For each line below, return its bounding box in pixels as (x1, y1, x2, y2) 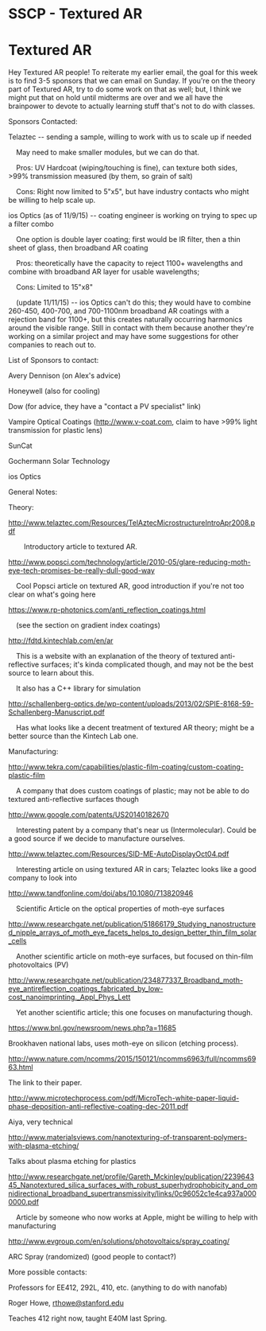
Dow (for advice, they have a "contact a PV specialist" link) (8, 402, 201, 411)
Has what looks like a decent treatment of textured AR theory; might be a (15, 723, 255, 733)
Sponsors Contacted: (8, 117, 78, 126)
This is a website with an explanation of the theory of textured (15, 652, 218, 661)
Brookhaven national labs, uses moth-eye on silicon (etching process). (8, 1039, 239, 1049)
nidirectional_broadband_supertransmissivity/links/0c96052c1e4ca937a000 (8, 1189, 256, 1198)
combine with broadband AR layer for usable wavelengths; (8, 267, 200, 277)
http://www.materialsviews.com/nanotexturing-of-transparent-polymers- (8, 1133, 248, 1142)
